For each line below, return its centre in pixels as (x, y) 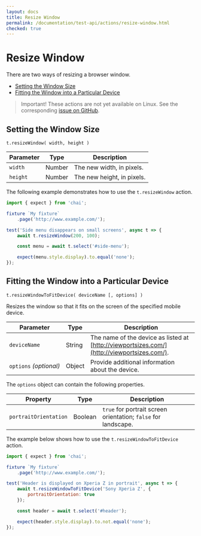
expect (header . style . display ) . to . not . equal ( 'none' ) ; (84, 522)
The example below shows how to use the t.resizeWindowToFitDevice (92, 439)
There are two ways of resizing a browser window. (68, 75)
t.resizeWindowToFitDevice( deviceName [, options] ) (75, 295)
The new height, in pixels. (110, 177)
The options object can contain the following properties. (75, 384)
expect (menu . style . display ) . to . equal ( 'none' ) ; (76, 257)
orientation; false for (131, 416)
